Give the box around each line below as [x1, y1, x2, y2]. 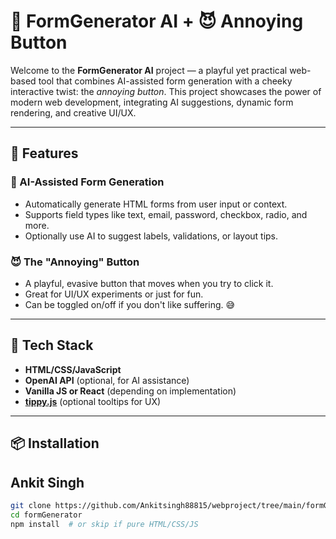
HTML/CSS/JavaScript [24, 363, 122, 375]
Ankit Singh [10, 474, 85, 491]
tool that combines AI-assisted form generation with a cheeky [38, 75, 293, 87]
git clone [10, 500, 52, 510]
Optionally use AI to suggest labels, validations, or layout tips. [24, 230, 279, 242]
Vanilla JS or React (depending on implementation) [24, 385, 237, 397]
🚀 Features [10, 145, 79, 162]
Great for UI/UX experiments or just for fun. [24, 288, 204, 300]
